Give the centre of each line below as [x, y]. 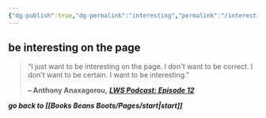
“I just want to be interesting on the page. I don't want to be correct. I [140, 67]
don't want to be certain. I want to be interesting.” [108, 75]
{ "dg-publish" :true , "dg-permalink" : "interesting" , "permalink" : [115, 15]
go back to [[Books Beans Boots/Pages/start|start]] [95, 106]
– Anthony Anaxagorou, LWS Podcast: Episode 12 [111, 90]
